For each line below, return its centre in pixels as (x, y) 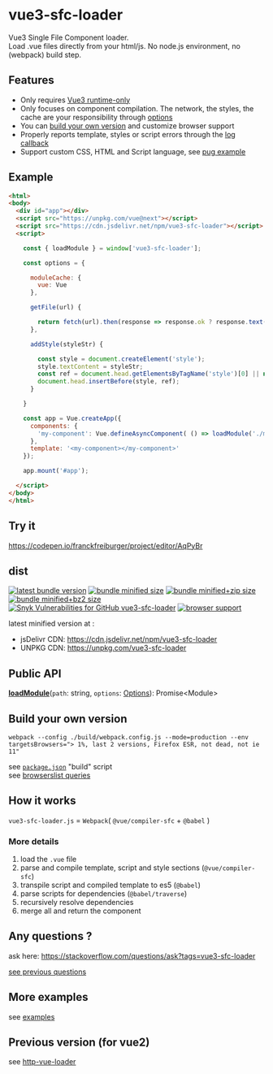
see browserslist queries (50, 775)
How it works (42, 801)
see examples (32, 1016)
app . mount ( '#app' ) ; (56, 471)
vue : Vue (52, 285)
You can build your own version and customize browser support (127, 126)
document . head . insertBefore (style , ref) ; (109, 382)
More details (34, 841)
